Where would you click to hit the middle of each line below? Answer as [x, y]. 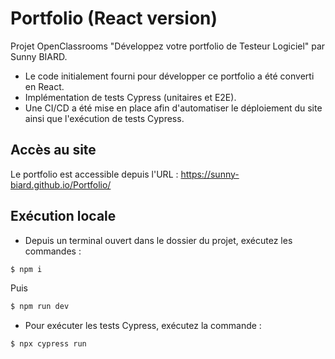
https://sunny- [210, 174]
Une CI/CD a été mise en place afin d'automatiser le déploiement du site [173, 108]
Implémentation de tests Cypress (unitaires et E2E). [130, 97]
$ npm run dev [40, 307]
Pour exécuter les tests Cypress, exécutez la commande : [143, 326]
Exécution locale [63, 216]
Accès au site [53, 150]
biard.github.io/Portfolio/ [61, 184]
